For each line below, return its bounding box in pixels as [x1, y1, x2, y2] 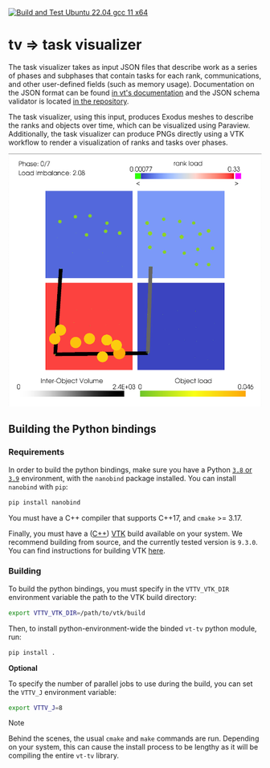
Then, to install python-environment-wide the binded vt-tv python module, [8, 623, 257, 633]
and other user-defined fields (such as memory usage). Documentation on [8, 79, 255, 88]
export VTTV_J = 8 [8, 704, 63, 712]
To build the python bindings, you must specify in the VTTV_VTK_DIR [8, 583, 230, 594]
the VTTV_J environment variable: [8, 687, 117, 697]
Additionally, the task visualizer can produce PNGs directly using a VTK [8, 129, 244, 138]
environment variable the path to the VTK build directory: [8, 592, 197, 602]
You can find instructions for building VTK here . [8, 545, 166, 555]
